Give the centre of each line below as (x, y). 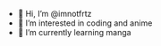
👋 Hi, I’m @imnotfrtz (55, 14)
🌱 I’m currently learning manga (74, 32)
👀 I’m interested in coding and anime (85, 23)
